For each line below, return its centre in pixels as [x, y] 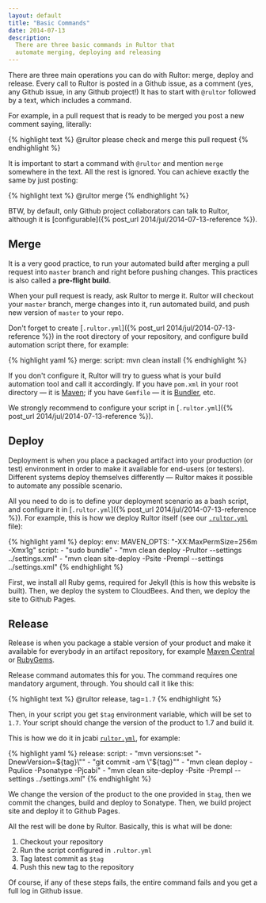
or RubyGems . [32, 660]
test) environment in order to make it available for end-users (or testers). [126, 468]
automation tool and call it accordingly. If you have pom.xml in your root [123, 384]
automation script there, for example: [68, 344]
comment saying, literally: [50, 124]
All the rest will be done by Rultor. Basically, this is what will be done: [120, 827]
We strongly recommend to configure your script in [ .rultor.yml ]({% [121, 407]
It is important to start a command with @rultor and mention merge [116, 163]
